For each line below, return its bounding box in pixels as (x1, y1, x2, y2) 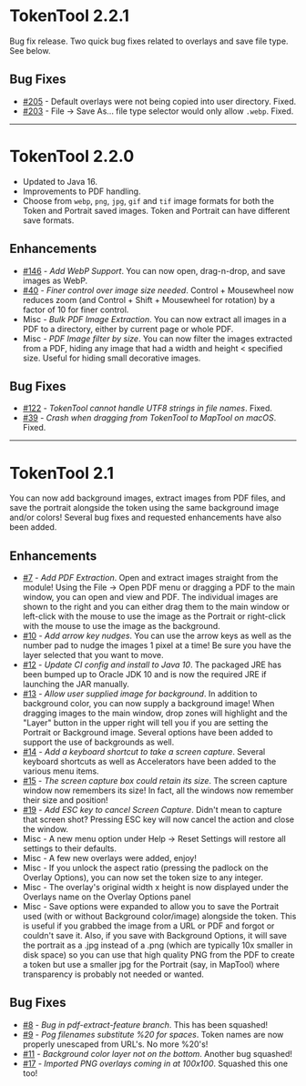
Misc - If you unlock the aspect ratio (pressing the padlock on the (22, 862, 269, 874)
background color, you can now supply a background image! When (22, 698, 275, 709)
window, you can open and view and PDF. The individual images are (22, 592, 279, 603)
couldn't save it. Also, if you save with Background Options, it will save (22, 930, 288, 941)
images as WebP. (22, 275, 88, 286)
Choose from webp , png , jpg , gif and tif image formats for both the (22, 195, 275, 206)
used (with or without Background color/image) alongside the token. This (22, 911, 297, 922)
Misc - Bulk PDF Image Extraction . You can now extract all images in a (22, 313, 287, 324)
